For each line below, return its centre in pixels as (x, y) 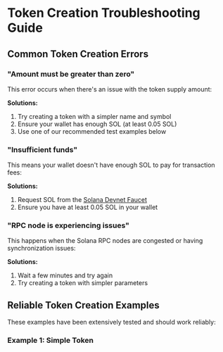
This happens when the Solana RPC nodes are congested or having (105, 241)
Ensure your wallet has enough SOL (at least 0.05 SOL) (97, 124)
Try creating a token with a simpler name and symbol (94, 116)
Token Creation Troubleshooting (104, 13)
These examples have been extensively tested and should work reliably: (111, 322)
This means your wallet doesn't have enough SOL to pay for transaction (111, 165)
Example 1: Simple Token (50, 341)
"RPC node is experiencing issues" (69, 225)
